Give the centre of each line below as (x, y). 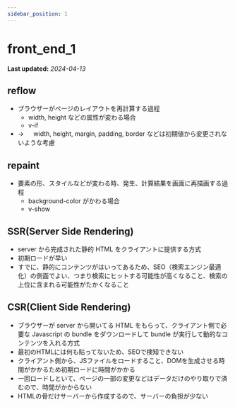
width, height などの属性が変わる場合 (82, 117)
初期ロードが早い (42, 258)
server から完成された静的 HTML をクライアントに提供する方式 (109, 249)
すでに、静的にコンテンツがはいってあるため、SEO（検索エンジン (113, 267)
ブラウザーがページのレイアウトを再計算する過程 (89, 109)
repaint (24, 165)
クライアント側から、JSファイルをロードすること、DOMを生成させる (118, 360)
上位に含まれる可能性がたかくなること (73, 285)
